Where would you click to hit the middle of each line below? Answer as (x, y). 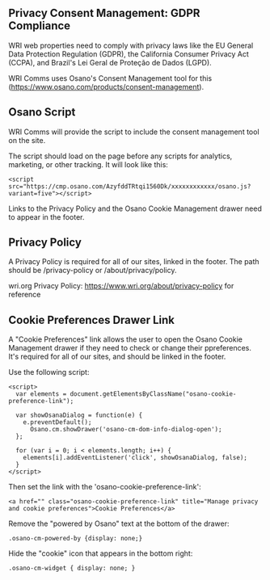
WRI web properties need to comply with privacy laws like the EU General (131, 45)
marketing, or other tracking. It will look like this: (88, 164)
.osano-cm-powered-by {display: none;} (76, 539)
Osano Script (42, 112)
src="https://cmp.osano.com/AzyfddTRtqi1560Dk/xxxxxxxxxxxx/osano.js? (130, 186)
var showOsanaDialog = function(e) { (79, 415)
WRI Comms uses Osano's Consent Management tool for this (110, 78)
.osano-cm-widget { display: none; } (72, 569)
